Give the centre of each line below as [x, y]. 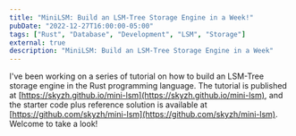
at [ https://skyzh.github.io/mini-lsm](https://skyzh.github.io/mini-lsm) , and [146, 96]
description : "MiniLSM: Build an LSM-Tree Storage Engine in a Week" [142, 51]
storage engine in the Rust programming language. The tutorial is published [148, 86]
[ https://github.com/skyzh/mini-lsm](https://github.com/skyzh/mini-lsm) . [144, 115]
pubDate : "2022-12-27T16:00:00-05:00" [81, 26]
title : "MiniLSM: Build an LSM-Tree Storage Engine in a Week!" [131, 17]
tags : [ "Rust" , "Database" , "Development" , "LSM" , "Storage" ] [127, 34]
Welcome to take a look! [54, 124]
